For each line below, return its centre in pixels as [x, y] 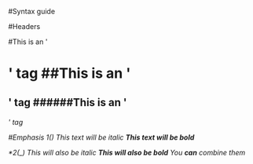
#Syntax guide [32, 11]
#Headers [24, 26]
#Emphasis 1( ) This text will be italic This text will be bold [101, 137]
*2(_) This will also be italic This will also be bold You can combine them [127, 153]
